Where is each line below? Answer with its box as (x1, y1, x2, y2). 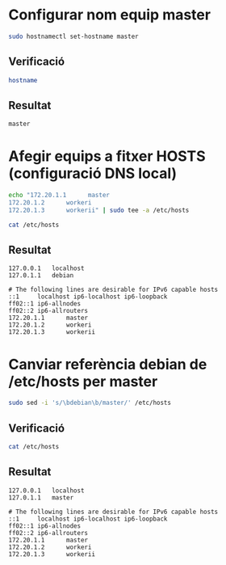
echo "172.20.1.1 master (8, 192, 111, 200)
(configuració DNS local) (8, 164, 178, 183)
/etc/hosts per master (8, 372, 158, 390)
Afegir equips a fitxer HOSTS (8, 147, 206, 166)
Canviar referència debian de (8, 355, 207, 373)
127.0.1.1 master (8, 493, 74, 502)
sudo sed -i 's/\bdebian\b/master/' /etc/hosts (8, 398, 172, 407)
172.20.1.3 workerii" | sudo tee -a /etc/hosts (8, 206, 190, 214)
